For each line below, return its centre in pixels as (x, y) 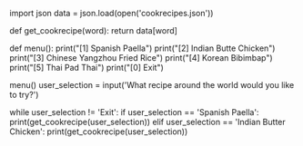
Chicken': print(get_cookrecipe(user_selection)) (99, 131)
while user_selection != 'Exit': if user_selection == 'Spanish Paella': (134, 112)
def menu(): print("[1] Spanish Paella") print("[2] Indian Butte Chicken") (142, 48)
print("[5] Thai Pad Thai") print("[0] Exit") (86, 68)
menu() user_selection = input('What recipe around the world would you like (152, 85)
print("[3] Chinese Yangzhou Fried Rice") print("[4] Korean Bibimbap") (141, 58)
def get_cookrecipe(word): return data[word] (93, 30)
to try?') (24, 95)
